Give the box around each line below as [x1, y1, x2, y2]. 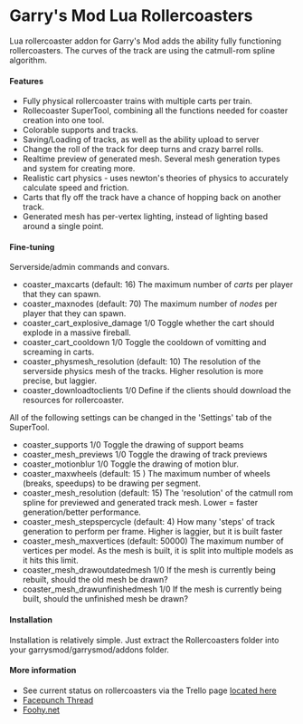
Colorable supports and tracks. [22, 124, 138, 136]
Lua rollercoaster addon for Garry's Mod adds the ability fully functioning [9, 35, 282, 46]
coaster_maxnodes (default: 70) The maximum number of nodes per [22, 298, 278, 309]
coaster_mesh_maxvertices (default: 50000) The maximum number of [22, 536, 284, 546]
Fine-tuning [9, 241, 55, 252]
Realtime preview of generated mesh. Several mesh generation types [22, 153, 280, 164]
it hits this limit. [22, 555, 79, 566]
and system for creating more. [22, 163, 136, 174]
